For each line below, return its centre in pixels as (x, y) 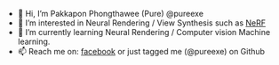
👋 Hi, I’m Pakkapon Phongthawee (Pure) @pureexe (111, 14)
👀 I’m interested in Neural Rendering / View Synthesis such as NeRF (142, 23)
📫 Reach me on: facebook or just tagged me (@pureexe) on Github (141, 51)
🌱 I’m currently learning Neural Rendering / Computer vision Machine (144, 32)
